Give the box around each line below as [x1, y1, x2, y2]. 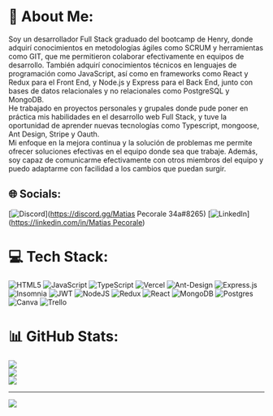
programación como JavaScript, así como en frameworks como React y [8, 68, 249, 78]
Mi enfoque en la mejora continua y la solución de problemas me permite [8, 137, 253, 147]
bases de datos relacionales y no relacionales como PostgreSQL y [8, 85, 230, 96]
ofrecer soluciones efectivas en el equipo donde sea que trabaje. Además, [8, 146, 258, 156]
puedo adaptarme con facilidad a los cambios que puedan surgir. [8, 163, 227, 173]
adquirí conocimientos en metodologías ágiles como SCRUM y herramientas [8, 42, 264, 52]
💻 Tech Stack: [8, 247, 109, 266]
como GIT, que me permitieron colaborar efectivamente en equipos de [8, 51, 245, 61]
